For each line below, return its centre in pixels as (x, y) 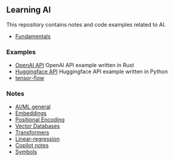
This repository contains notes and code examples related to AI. (86, 24)
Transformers (32, 133)
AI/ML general (33, 107)
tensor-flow (29, 78)
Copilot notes (32, 145)
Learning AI (29, 10)
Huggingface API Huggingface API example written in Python (91, 71)
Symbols (26, 152)
